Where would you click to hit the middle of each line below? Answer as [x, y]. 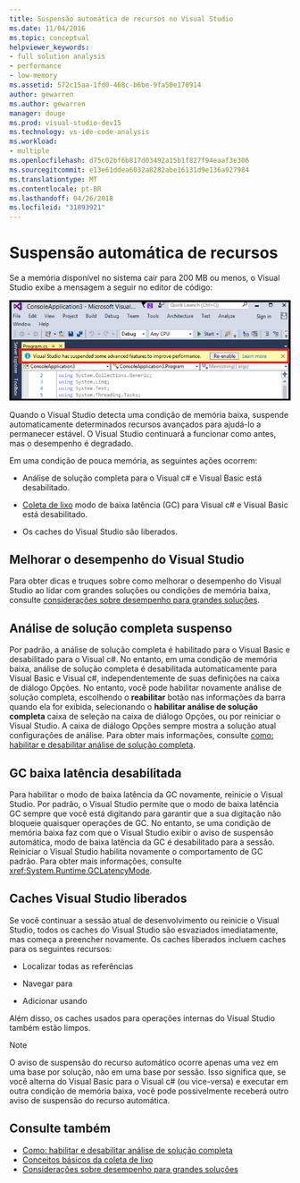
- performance [36, 66]
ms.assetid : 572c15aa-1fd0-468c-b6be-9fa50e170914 [105, 85]
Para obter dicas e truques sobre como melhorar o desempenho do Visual [146, 581]
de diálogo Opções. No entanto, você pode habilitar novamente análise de [146, 688]
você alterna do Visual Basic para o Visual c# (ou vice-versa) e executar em [149, 1081]
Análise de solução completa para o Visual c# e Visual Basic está [142, 478]
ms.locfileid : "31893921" [57, 208]
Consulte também [60, 1129]
